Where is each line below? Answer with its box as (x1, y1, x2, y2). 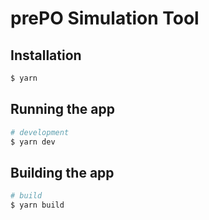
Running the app (10, 101, 115, 118)
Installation (10, 47, 82, 64)
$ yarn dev (10, 137, 56, 147)
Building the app (10, 164, 115, 181)
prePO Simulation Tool (10, 7, 200, 30)
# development (10, 127, 70, 137)
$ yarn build (10, 200, 65, 211)
